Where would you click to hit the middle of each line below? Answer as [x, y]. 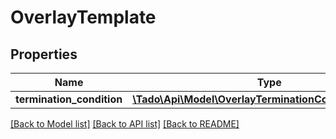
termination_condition [69, 99]
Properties [44, 54]
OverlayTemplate [83, 17]
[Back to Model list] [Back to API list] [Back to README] [125, 124]
